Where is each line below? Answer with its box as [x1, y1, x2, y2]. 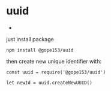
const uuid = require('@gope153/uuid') [6, 69, 106, 75]
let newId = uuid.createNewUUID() [6, 80, 93, 86]
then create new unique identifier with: [6, 57, 102, 65]
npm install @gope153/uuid [6, 47, 74, 53]
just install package [6, 35, 54, 43]
